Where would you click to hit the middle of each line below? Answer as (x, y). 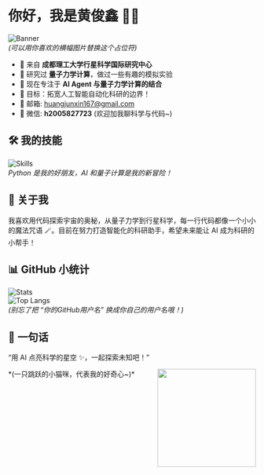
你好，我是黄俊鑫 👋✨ (74, 16)
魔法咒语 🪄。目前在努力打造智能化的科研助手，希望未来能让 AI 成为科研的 (135, 230)
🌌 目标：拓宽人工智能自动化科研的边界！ (85, 93)
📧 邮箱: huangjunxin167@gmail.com (77, 104)
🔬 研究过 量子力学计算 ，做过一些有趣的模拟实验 (96, 74)
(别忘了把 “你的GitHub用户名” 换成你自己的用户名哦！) (96, 310)
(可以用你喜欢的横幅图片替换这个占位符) (73, 47)
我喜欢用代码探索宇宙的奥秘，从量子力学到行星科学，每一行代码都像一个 (125, 220)
